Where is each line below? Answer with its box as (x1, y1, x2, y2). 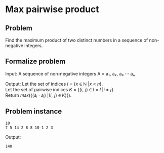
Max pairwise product (5, 4, 100, 15)
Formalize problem (5, 57, 66, 66)
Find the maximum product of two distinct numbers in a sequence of (5, 37, 148, 43)
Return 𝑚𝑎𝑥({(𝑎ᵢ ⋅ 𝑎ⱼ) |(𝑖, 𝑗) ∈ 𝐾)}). (5, 92, 72, 98)
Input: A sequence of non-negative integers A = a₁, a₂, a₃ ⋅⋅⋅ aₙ (5, 70, 135, 76)
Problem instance (5, 107, 62, 116)
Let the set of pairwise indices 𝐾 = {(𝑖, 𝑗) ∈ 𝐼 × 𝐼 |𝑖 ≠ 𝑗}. (5, 86, 115, 92)
